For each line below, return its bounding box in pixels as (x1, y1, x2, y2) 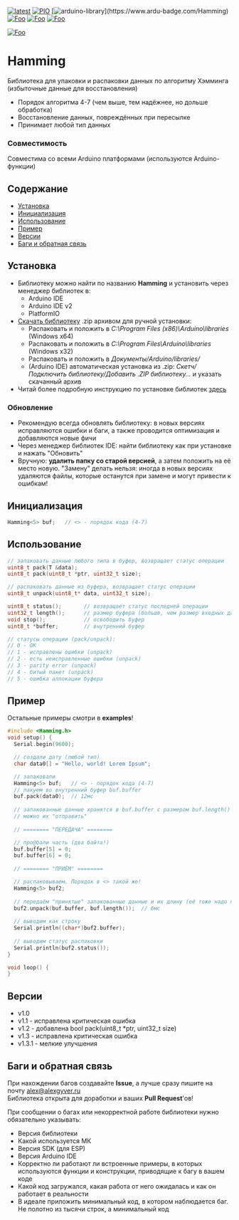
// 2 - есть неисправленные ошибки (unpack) (7, 656, 142, 663)
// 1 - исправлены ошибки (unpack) (7, 648, 113, 656)
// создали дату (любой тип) (14, 754, 100, 761)
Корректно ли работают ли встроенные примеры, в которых (17, 1159, 203, 1167)
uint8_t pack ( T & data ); (7, 564, 78, 571)
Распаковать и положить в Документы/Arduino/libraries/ (28, 354, 201, 363)
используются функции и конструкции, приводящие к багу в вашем (17, 1167, 225, 1175)
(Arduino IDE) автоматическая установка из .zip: (28, 362, 175, 370)
